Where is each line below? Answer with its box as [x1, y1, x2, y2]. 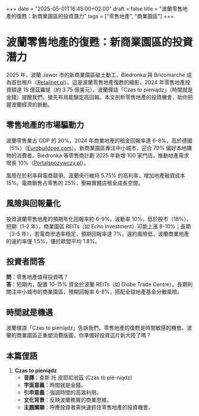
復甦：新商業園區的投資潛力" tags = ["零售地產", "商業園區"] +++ [16, 12, 174, 20]
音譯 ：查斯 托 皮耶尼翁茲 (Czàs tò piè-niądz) [23, 374, 132, 381]
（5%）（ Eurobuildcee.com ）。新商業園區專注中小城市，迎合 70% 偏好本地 [6, 144, 187, 152]
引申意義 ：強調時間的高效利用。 [23, 389, 102, 396]
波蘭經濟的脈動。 [11, 100, 53, 108]
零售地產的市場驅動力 [6, 120, 84, 130]
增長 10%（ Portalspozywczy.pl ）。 [6, 159, 89, 166]
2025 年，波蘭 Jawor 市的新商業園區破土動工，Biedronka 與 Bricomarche [6, 71, 185, 78]
